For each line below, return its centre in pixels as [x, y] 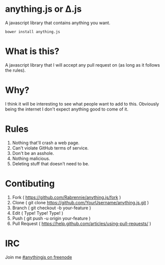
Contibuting [30, 183]
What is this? [32, 52]
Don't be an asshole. [33, 153]
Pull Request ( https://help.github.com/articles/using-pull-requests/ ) [82, 224]
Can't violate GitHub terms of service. [50, 148]
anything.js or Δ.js [43, 9]
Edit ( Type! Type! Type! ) [38, 213]
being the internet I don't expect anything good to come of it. [67, 109]
